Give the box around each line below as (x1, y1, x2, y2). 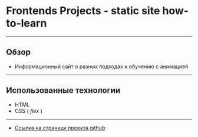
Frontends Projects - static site (6, 4, 160, 18)
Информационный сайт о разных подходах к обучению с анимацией (14, 63, 189, 70)
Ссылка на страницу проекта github (14, 124, 105, 131)
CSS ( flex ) (14, 107, 43, 114)
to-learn (6, 16, 47, 30)
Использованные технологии (6, 85, 121, 95)
